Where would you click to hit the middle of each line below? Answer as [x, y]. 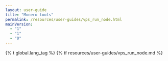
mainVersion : [19, 24]
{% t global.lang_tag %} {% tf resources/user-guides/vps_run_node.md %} [84, 53]
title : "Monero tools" [29, 15]
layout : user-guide [26, 10]
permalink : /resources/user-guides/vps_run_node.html [64, 19]
